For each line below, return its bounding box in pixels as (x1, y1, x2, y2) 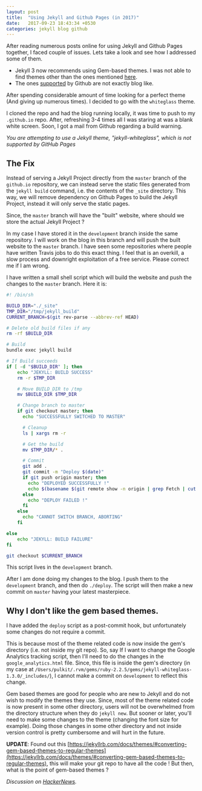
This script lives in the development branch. (6, 563, 113, 571)
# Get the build (22, 441, 64, 447)
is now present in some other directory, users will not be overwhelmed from (6, 703, 195, 711)
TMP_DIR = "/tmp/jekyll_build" (6, 308, 80, 315)
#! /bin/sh (6, 292, 34, 298)
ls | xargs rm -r (22, 430, 67, 436)
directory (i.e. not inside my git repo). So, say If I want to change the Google (6, 646, 195, 654)
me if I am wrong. (6, 262, 50, 269)
